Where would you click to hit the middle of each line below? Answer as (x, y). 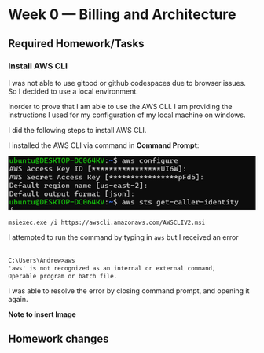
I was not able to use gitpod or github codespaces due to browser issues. (127, 83)
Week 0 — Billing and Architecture (122, 15)
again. (18, 299)
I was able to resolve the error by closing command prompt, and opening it (129, 290)
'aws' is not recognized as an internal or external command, (112, 268)
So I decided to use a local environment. (73, 91)
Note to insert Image (42, 314)
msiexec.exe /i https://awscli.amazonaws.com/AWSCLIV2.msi (107, 222)
